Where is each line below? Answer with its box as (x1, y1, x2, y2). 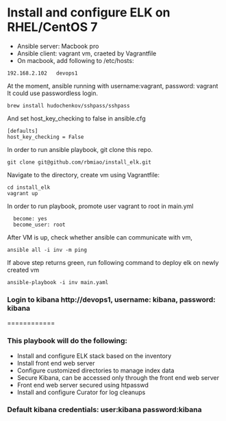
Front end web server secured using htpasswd (16, 381, 149, 389)
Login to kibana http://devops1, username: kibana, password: (7, 294, 216, 304)
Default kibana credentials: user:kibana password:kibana (7, 405, 202, 415)
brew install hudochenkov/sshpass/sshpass (7, 102, 130, 109)
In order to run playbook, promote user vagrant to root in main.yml (7, 202, 194, 210)
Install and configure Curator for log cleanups (16, 388, 146, 396)
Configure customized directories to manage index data (16, 366, 175, 374)
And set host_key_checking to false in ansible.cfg (7, 114, 146, 123)
